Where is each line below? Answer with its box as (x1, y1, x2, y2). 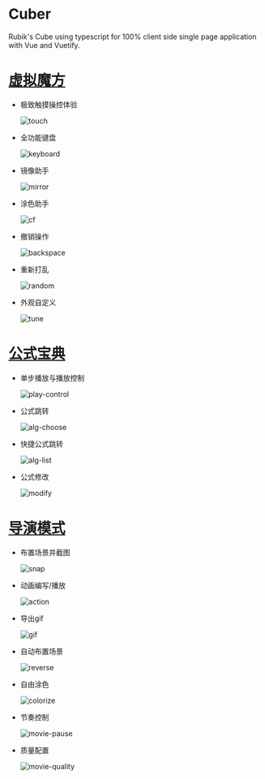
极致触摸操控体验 (19, 99, 78, 110)
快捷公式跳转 (19, 439, 63, 449)
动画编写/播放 (19, 580, 66, 590)
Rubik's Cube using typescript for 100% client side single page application (8, 32, 257, 41)
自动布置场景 (19, 646, 63, 656)
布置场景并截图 (19, 547, 71, 557)
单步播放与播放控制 (19, 372, 85, 382)
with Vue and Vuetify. (8, 40, 80, 49)
